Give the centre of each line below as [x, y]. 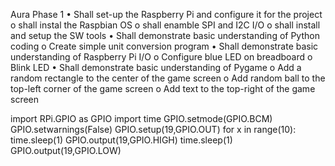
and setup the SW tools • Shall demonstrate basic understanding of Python [165, 35]
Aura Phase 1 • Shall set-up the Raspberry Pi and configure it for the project [166, 14]
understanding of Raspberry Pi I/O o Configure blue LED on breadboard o [161, 57]
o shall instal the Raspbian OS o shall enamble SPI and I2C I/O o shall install [165, 25]
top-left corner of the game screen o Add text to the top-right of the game [163, 88]
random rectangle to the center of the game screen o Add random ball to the [168, 78]
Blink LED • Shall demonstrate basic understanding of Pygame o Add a [156, 67]
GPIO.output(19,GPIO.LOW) [66, 150]
